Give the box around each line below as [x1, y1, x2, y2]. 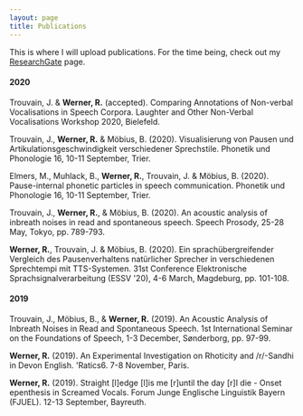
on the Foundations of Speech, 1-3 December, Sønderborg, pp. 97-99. [9, 332, 271, 344]
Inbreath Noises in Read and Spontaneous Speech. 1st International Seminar [9, 323, 293, 334]
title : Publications [9, 22, 88, 31]
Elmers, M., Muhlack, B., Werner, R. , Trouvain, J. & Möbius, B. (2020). [9, 170, 270, 181]
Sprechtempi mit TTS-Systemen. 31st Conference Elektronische [9, 263, 247, 274]
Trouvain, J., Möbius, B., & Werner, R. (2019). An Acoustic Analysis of [9, 313, 269, 324]
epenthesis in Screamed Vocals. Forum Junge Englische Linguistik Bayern [9, 386, 286, 398]
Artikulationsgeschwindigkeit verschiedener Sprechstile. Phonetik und [9, 143, 271, 154]
